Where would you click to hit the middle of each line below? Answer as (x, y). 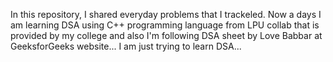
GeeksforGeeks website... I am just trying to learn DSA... (126, 46)
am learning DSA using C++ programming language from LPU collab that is (165, 25)
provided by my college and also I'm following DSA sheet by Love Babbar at (166, 35)
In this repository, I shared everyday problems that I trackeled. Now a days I (166, 14)
